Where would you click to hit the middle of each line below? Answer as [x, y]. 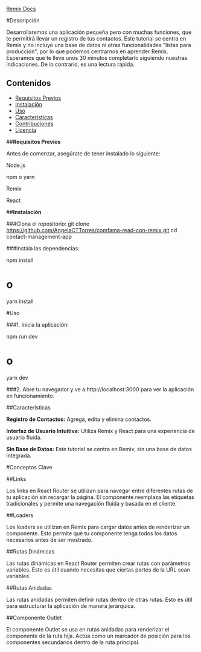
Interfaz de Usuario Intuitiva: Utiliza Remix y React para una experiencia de [101, 431]
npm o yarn [21, 177]
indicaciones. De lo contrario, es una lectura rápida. [70, 64]
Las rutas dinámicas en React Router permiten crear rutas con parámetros [98, 563]
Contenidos [29, 83]
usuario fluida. [24, 437]
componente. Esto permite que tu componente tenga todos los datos [92, 533]
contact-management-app [39, 236]
